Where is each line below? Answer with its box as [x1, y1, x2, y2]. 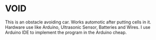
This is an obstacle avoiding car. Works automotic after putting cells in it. [5, 19, 152, 25]
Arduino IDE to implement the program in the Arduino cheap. [5, 29, 127, 35]
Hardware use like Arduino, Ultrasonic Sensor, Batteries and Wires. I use [5, 24, 151, 30]
